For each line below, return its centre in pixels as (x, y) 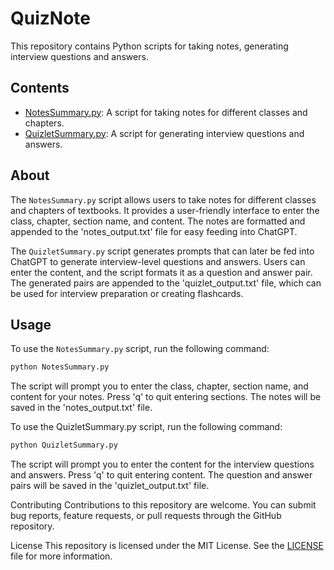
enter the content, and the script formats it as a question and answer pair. (161, 272)
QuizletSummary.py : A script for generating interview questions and (164, 133)
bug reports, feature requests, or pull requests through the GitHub (146, 516)
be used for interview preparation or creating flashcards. (127, 293)
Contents (40, 88)
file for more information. (61, 556)
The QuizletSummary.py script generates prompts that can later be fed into (162, 251)
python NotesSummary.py (60, 367)
